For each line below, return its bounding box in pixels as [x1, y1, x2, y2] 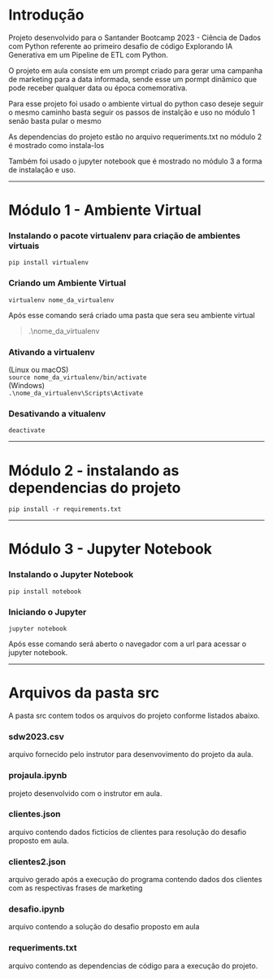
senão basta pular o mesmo [8, 116, 102, 125]
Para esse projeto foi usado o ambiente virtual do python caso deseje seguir [8, 98, 264, 108]
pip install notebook [8, 588, 82, 596]
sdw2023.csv [8, 731, 65, 742]
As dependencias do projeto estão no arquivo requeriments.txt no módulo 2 [8, 132, 262, 142]
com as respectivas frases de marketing [8, 883, 143, 893]
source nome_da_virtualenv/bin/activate [8, 374, 148, 382]
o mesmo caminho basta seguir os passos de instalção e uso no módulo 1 [8, 107, 256, 117]
